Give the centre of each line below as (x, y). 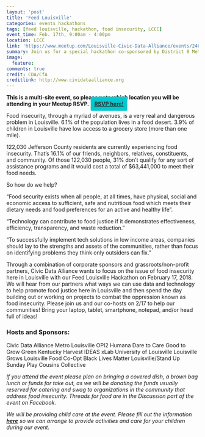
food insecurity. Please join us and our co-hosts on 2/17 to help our (91, 303)
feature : (23, 63)
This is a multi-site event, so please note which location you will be (93, 98)
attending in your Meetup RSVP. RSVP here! (65, 104)
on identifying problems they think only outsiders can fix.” (79, 253)
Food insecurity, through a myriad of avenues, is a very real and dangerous (101, 116)
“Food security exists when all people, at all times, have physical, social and (102, 197)
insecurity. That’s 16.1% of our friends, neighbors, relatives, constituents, (97, 154)
